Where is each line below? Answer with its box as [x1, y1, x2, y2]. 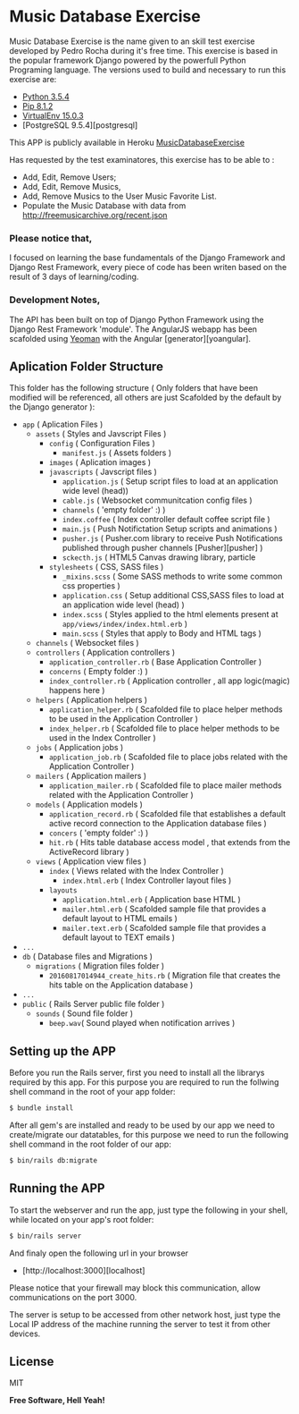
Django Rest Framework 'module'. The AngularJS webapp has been [9, 324, 257, 334]
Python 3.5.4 [21, 91, 70, 102]
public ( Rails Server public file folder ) [21, 999, 165, 1010]
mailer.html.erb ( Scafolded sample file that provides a [62, 903, 267, 914]
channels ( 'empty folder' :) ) [62, 504, 166, 515]
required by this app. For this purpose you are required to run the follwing [9, 1077, 279, 1088]
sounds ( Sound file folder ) [35, 1008, 134, 1019]
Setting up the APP [9, 1044, 116, 1059]
